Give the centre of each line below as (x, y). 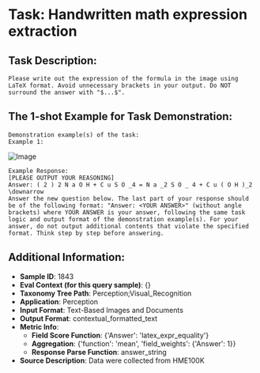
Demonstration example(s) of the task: (74, 135)
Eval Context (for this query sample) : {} (85, 284)
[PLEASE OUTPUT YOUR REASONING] (61, 178)
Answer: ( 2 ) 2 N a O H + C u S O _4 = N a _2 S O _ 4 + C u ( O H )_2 (130, 185)
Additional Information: (66, 257)
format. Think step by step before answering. (86, 233)
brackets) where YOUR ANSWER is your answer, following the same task (127, 212)
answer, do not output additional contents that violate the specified (128, 226)
